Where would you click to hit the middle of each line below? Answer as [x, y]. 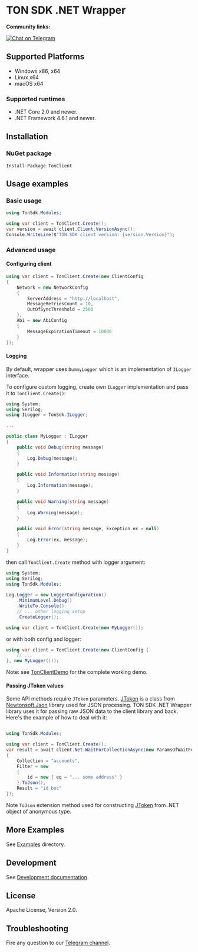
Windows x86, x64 [37, 71]
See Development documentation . [47, 877]
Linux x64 [27, 77]
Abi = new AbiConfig [42, 321]
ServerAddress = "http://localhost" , [73, 298]
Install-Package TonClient [39, 166]
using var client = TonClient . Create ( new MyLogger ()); [75, 628]
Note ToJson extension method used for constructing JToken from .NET [93, 805]
